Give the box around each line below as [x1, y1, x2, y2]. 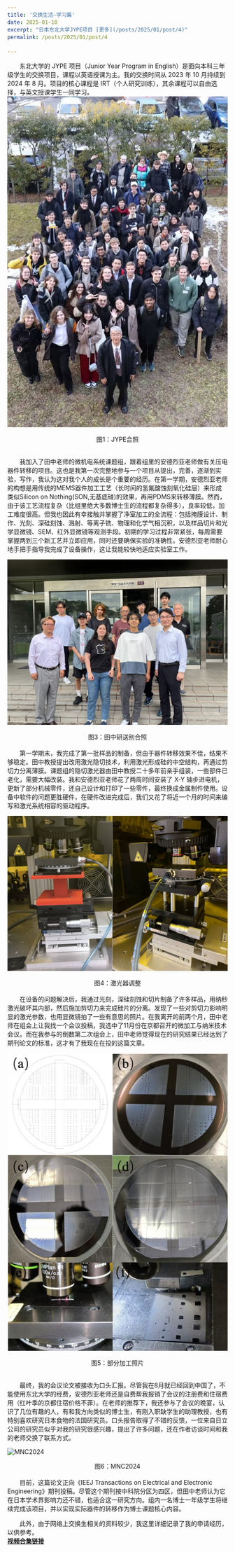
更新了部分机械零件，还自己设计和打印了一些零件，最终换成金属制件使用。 [7, 784, 222, 793]
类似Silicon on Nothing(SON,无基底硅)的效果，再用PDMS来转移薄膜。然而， [7, 492, 226, 501]
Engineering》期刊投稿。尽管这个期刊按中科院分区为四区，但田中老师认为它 [7, 1487, 226, 1495]
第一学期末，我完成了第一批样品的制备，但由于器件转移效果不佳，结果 [19, 749, 222, 758]
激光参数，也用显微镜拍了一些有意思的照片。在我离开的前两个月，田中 [19, 1012, 222, 1020]
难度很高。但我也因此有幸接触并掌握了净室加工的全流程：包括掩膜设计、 [13, 510, 222, 518]
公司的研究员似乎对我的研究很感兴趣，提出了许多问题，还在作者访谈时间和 [7, 1425, 222, 1434]
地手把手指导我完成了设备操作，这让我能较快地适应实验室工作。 [7, 545, 191, 553]
